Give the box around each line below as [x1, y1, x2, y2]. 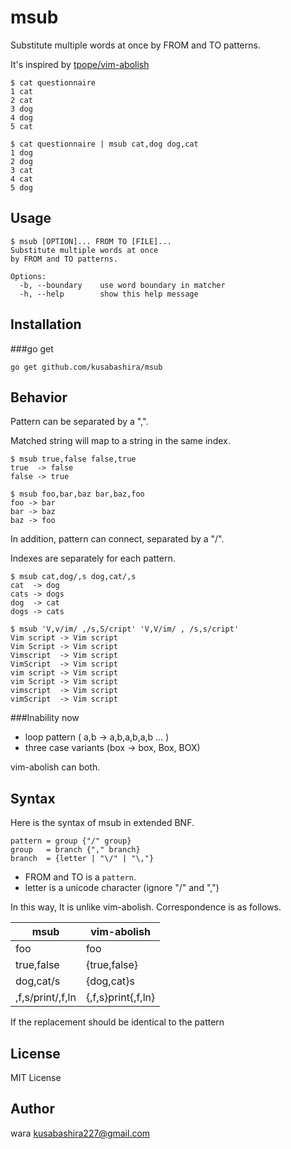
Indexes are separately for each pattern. [10, 552, 176, 565]
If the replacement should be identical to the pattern [10, 1016, 225, 1028]
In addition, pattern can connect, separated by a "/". [10, 533, 225, 545]
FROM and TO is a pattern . [24, 871, 137, 883]
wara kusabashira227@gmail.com [10, 1127, 151, 1139]
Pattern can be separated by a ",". [10, 416, 149, 428]
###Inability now [10, 712, 80, 724]
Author [10, 1101, 55, 1118]
